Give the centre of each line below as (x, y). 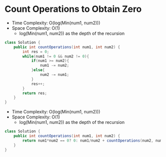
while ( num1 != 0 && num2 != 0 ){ (56, 56)
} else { (38, 70)
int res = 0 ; (36, 52)
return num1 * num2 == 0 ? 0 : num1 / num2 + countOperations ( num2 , (88, 140)
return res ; (35, 93)
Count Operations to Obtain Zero (73, 9)
